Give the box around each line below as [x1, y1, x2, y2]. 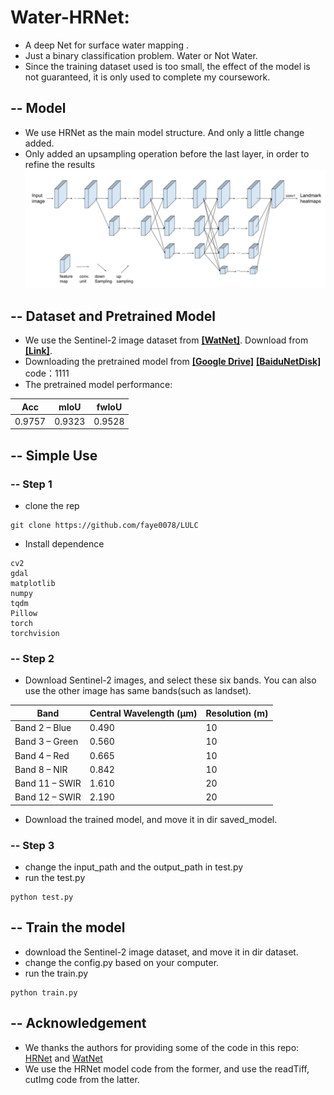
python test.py [10, 892, 74, 903]
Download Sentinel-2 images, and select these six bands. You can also [24, 674, 317, 686]
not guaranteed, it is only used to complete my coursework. [24, 71, 271, 83]
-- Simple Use [10, 447, 98, 464]
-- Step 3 [10, 838, 55, 852]
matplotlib [10, 578, 56, 588]
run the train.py [24, 967, 89, 979]
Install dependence [24, 537, 105, 550]
